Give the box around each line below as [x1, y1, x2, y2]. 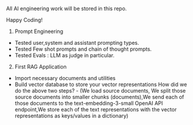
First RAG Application [14, 63, 67, 70]
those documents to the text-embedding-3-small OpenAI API [14, 100, 163, 107]
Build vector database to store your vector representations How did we [14, 81, 187, 88]
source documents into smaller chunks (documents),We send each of [14, 94, 184, 100]
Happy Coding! [6, 17, 43, 23]
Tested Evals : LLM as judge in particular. [14, 52, 115, 58]
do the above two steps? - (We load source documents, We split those [14, 87, 186, 94]
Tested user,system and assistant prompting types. [14, 40, 139, 46]
